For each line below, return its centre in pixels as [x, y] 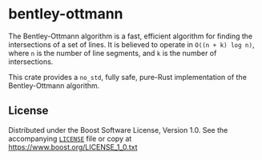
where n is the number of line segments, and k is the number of [113, 53]
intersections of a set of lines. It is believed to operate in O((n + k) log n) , [131, 44]
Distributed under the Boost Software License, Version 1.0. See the [118, 130]
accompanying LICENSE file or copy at [70, 138]
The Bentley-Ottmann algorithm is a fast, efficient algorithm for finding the [131, 36]
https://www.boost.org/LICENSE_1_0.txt [73, 147]
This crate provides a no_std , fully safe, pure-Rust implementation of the [127, 77]
